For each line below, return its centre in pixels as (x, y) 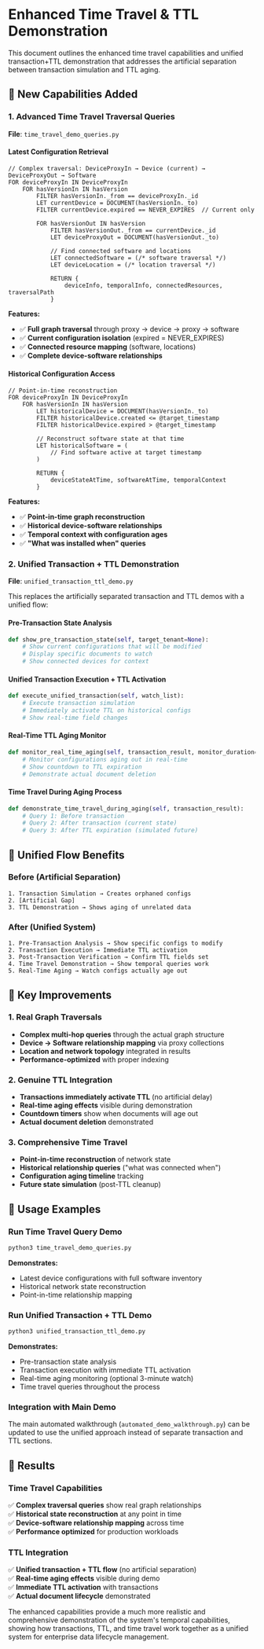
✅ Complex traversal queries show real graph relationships (105, 1505)
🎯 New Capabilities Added (73, 95)
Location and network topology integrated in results (105, 1051)
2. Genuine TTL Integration (60, 1080)
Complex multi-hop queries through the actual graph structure (122, 1034)
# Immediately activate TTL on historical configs (107, 710)
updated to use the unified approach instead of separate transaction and (126, 1433)
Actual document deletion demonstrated (86, 1122)
